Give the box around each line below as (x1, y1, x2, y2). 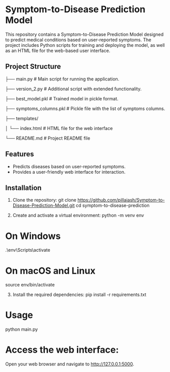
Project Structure (5, 62, 61, 71)
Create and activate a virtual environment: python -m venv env (12, 212, 144, 219)
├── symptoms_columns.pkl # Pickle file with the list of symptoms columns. (5, 105, 165, 112)
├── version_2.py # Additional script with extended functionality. (5, 86, 142, 92)
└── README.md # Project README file (5, 135, 91, 141)
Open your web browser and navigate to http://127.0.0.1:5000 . (5, 361, 134, 367)
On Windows (5, 230, 61, 242)
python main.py (5, 326, 38, 332)
